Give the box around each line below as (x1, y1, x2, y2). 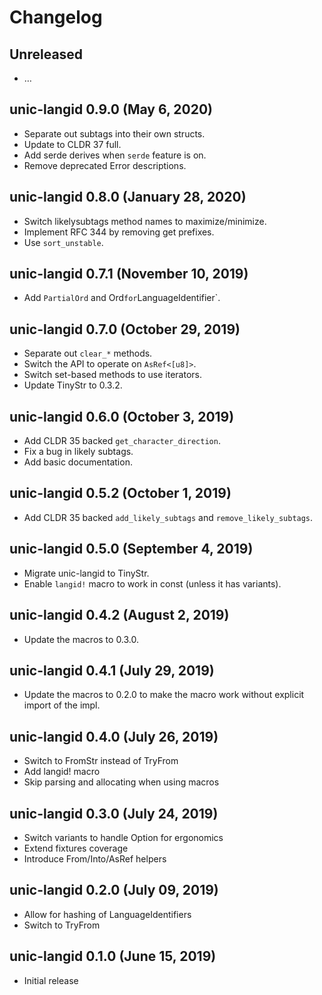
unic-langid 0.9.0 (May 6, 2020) (9, 101, 213, 118)
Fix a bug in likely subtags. (23, 446, 134, 458)
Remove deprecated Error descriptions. (23, 159, 187, 171)
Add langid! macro (23, 766, 101, 778)
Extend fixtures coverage (23, 842, 129, 854)
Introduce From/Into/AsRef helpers (23, 852, 167, 865)
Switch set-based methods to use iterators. (23, 369, 202, 381)
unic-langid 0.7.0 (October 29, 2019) (9, 321, 241, 338)
